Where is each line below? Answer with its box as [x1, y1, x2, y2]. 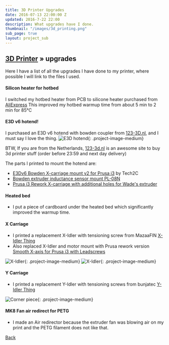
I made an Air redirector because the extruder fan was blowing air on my [12, 319, 164, 325]
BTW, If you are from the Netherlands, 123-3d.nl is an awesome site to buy [5, 145, 160, 151]
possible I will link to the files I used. [5, 73, 80, 79]
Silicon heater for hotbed [5, 85, 59, 91]
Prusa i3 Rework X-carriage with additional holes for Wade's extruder [12, 181, 157, 187]
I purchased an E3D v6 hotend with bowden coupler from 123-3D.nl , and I [5, 130, 159, 136]
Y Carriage [5, 270, 29, 276]
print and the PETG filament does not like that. [12, 324, 109, 330]
